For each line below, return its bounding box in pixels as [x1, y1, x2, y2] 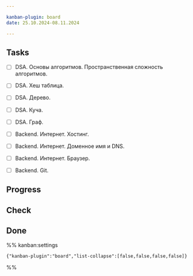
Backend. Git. [14, 167, 49, 174]
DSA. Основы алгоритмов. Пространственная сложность [14, 63, 163, 71]
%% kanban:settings [6, 242, 59, 249]
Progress [6, 185, 41, 195]
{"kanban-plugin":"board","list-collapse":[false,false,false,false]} [6, 253, 188, 260]
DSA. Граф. [14, 118, 44, 126]
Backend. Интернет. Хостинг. [14, 130, 89, 138]
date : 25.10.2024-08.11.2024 [6, 19, 80, 26]
